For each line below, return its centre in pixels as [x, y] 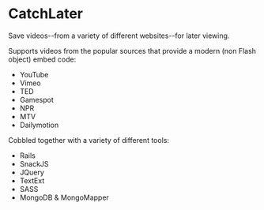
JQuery [32, 172]
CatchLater [46, 14]
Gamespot [36, 99]
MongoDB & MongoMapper [64, 197]
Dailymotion [39, 125]
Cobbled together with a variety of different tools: [89, 140]
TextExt [32, 180]
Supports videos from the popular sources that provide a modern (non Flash [132, 51]
